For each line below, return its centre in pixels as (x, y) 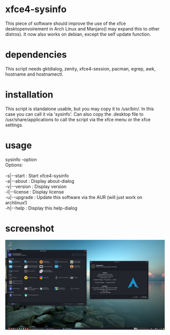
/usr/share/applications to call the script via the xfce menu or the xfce (78, 119)
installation (29, 95)
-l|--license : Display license (35, 192)
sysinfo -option (21, 159)
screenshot (30, 228)
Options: (14, 165)
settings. (14, 125)
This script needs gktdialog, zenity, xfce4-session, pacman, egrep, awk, (80, 69)
